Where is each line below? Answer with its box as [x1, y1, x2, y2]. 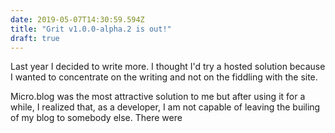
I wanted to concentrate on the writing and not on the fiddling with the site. [10, 71, 318, 83]
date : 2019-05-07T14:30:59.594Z [10, 14, 145, 25]
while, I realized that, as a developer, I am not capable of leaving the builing [10, 101, 321, 113]
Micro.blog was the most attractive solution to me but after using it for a [10, 91, 306, 103]
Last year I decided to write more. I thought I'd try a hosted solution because [10, 61, 326, 73]
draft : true [10, 33, 60, 43]
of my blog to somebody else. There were [10, 112, 183, 124]
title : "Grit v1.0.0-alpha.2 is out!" [10, 24, 172, 34]
